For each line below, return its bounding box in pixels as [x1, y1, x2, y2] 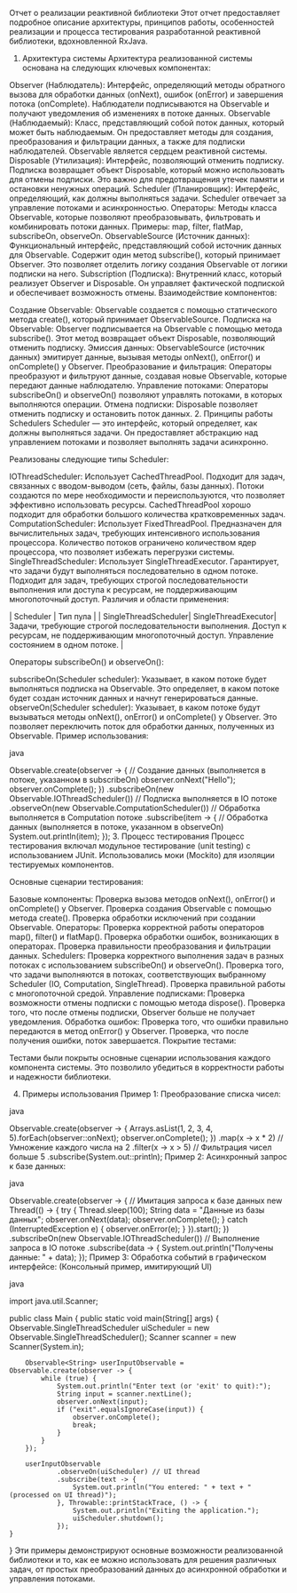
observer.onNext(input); [56, 1398, 149, 1406]
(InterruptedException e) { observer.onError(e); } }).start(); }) [9, 1223, 230, 1234]
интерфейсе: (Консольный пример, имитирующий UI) [9, 1262, 213, 1271]
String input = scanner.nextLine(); [56, 1390, 192, 1398]
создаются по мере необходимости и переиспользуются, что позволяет [9, 490, 285, 500]
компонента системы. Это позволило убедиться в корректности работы [9, 1062, 285, 1072]
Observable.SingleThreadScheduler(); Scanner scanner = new [9, 1332, 237, 1342]
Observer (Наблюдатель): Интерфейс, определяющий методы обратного [9, 80, 285, 90]
